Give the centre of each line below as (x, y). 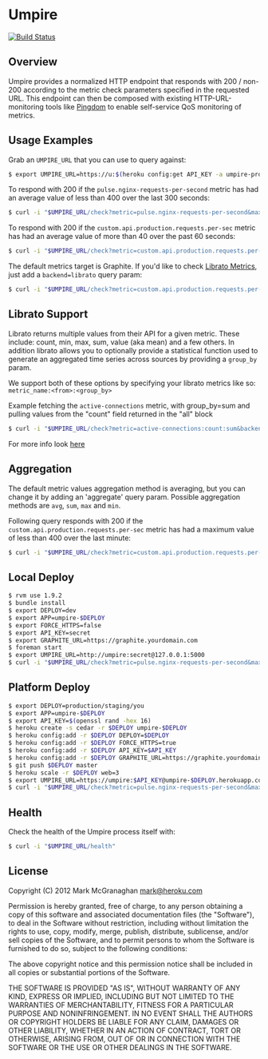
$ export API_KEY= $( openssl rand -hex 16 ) (80, 721)
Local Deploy (41, 577)
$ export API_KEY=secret (49, 633)
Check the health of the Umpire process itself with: (92, 832)
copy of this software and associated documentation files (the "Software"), (132, 914)
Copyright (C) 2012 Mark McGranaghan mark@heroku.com (106, 890)
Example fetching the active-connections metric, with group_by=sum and (129, 405)
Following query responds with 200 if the (76, 520)
